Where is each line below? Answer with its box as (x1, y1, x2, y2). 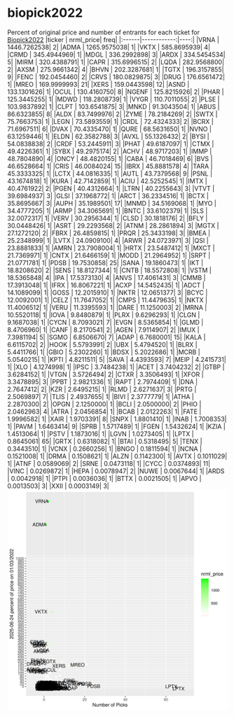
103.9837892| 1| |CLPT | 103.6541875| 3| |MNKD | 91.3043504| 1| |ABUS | (7, 102, 220, 111)
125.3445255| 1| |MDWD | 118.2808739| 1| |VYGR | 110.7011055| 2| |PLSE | (7, 94, 220, 103)
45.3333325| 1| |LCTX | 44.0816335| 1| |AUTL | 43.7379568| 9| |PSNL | (7, 169, 212, 178)
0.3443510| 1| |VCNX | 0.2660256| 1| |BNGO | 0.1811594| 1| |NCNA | (7, 444, 202, 453)
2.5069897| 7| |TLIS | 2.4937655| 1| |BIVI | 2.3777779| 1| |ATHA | (7, 392, 194, 400)
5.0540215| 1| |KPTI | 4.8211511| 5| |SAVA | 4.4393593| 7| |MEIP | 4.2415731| (7, 355, 226, 363)
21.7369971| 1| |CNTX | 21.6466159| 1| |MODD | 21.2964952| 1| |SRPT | (7, 251, 211, 260)
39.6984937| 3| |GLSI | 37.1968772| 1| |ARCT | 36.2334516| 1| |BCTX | (7, 191, 209, 200)
